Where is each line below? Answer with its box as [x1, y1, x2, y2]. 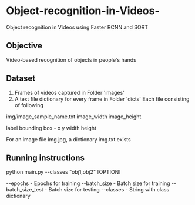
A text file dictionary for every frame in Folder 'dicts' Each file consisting [14, 95, 190, 102]
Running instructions [6, 153, 85, 163]
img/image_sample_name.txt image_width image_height [6, 113, 142, 120]
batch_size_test [6, 186, 44, 193]
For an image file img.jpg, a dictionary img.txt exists [6, 135, 131, 143]
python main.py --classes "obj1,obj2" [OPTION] [6, 168, 121, 176]
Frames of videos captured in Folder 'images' [14, 89, 125, 96]
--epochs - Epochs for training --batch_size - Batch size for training [6, 180, 170, 187]
